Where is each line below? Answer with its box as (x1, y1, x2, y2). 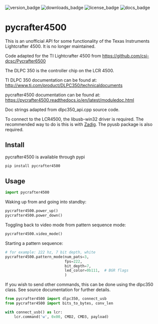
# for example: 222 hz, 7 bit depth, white (5, 250, 96, 255)
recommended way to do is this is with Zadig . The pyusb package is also (5, 121, 153, 127)
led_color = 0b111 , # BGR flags (64, 268, 129, 273)
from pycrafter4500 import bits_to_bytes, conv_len (5, 301, 113, 306)
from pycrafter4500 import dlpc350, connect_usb (5, 296, 107, 301)
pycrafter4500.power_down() (5, 213, 63, 218)
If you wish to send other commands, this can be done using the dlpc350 (5, 282, 154, 288)
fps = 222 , (64, 259, 83, 264)
